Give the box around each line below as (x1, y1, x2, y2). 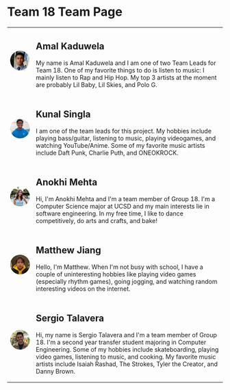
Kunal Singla (36, 109, 91, 120)
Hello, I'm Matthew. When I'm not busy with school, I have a (36, 263, 203, 271)
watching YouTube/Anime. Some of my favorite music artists (36, 141, 205, 149)
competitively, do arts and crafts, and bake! (36, 216, 157, 224)
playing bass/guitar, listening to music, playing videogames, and (36, 134, 216, 142)
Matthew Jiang (36, 244, 101, 257)
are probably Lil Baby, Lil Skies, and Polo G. (36, 80, 157, 89)
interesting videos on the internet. (36, 285, 131, 293)
